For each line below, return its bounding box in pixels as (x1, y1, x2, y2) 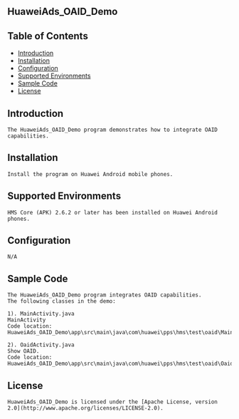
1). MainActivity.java (7, 310, 75, 318)
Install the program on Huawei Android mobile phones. (7, 170, 174, 177)
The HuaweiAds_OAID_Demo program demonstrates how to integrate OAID (7, 126, 218, 134)
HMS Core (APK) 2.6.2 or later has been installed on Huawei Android (7, 209, 218, 216)
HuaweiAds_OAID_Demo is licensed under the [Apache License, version (7, 398, 218, 405)
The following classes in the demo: (7, 298, 116, 305)
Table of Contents (7, 30, 89, 42)
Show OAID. (7, 348, 40, 355)
